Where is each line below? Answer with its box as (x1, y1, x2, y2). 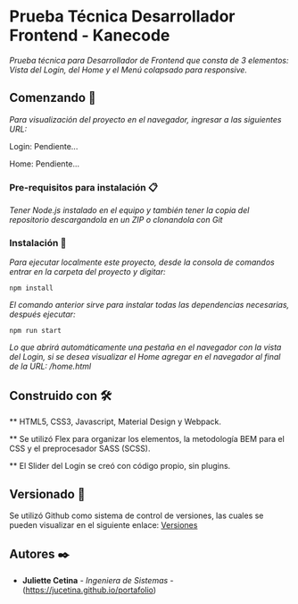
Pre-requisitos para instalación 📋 (9, 181, 159, 193)
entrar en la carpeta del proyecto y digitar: (9, 267, 166, 277)
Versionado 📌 (9, 486, 86, 502)
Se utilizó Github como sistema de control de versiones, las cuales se (9, 510, 264, 521)
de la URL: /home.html (9, 361, 92, 372)
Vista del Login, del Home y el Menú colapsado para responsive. (9, 64, 248, 75)
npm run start (9, 327, 62, 336)
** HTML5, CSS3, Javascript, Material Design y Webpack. (9, 416, 221, 427)
